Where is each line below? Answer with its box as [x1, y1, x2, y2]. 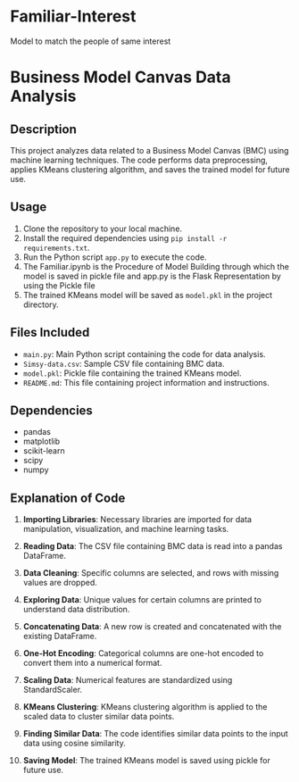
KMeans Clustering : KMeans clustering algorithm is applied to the [22, 702, 268, 712]
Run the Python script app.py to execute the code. [22, 252, 207, 262]
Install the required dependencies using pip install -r [22, 232, 228, 243]
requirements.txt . [22, 242, 90, 253]
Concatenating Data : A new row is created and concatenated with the [22, 621, 282, 632]
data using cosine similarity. [22, 738, 126, 749]
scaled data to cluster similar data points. [22, 711, 175, 722]
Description [10, 121, 77, 137]
